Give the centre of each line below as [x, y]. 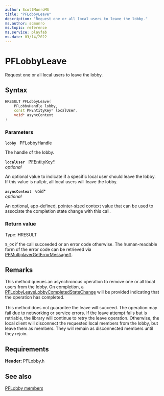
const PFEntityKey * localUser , [46, 111]
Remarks [19, 270]
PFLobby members [24, 388]
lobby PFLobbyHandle [29, 143]
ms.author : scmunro [25, 23]
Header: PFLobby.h [25, 361]
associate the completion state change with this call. [58, 211]
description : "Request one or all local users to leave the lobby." [76, 19]
